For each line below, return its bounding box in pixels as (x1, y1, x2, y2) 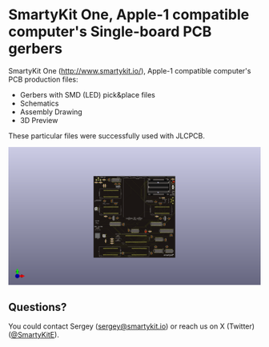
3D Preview (19, 115, 58, 125)
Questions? (8, 300, 67, 313)
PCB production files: (8, 74, 78, 84)
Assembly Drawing (19, 106, 82, 117)
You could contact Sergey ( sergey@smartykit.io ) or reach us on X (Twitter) (8, 321, 255, 331)
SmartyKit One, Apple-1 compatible (8, 6, 250, 24)
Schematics (19, 98, 59, 108)
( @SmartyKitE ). (8, 330, 60, 340)
